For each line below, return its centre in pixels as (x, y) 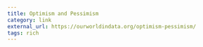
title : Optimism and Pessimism (53, 13)
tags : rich (23, 33)
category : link (30, 20)
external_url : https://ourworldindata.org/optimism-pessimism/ (102, 26)
